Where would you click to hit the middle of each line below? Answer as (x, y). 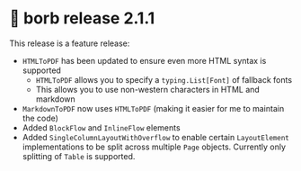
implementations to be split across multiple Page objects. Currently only (154, 147)
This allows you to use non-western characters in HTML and (148, 89)
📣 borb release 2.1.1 (82, 18)
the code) (40, 118)
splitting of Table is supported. (79, 156)
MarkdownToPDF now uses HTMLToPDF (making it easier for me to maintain (153, 108)
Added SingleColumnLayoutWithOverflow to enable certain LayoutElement (155, 137)
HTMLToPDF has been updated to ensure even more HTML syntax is (144, 60)
